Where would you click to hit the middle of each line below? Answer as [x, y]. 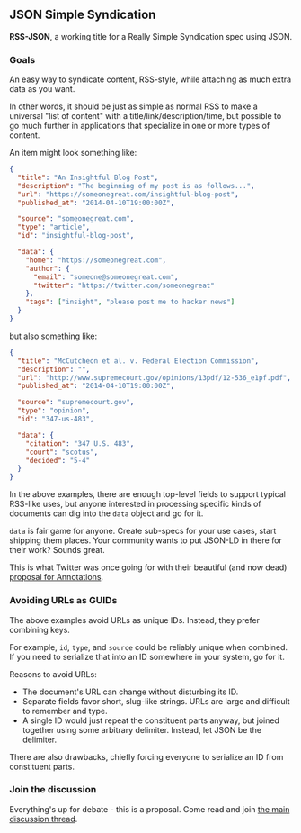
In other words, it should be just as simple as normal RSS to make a [133, 106]
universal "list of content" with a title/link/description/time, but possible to [146, 116]
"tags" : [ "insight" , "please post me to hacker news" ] [130, 302]
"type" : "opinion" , [54, 411]
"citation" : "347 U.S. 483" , [80, 444]
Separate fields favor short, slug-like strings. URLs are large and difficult [156, 701]
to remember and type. [65, 711]
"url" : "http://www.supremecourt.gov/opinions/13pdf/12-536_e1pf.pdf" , [155, 377]
